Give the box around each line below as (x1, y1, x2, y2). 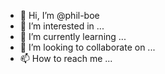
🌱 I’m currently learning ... (19, 31, 127, 42)
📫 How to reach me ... (19, 53, 113, 64)
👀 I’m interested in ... (19, 20, 105, 32)
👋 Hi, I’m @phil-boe (19, 10, 100, 21)
